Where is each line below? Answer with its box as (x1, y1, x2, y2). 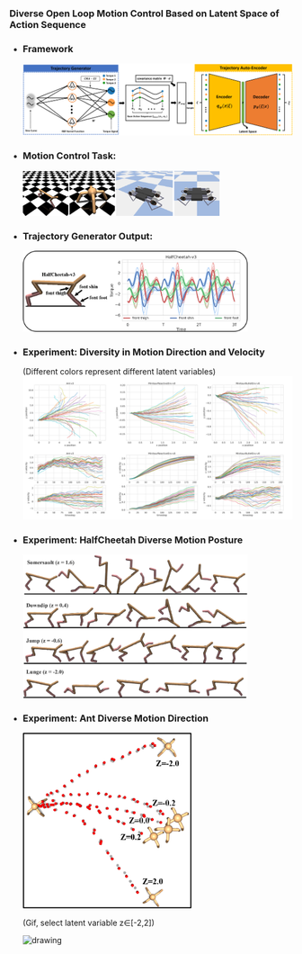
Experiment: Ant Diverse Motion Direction (22, 712, 209, 724)
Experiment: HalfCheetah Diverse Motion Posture (22, 534, 244, 546)
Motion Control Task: (22, 149, 117, 162)
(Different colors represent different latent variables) (22, 365, 217, 376)
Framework (22, 42, 74, 55)
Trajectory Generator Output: (22, 229, 154, 242)
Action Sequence (9, 18, 87, 31)
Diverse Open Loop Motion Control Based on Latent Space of (9, 7, 280, 20)
